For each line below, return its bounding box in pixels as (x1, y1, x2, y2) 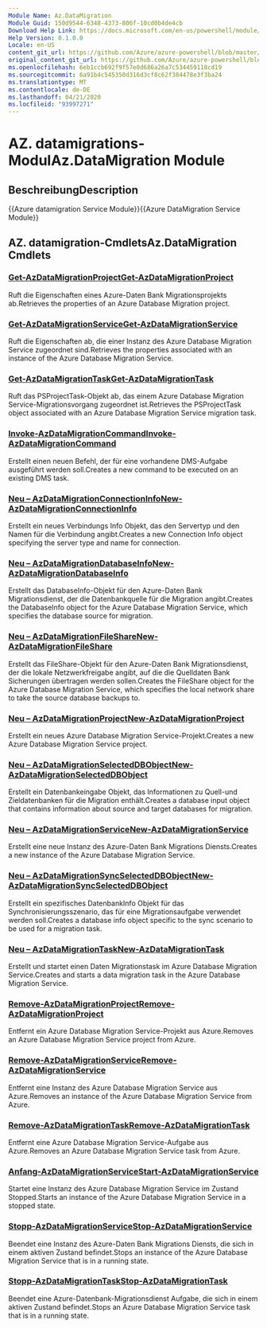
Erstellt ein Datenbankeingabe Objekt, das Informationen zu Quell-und (8, 787, 238, 796)
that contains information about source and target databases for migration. (8, 804, 253, 814)
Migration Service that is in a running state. (8, 1256, 149, 1265)
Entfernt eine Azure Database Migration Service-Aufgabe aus (8, 1137, 209, 1147)
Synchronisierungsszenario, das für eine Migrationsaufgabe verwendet (8, 906, 241, 916)
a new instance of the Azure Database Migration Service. (8, 851, 195, 860)
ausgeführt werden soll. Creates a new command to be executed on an (8, 465, 238, 474)
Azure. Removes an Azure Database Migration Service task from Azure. (8, 1146, 241, 1155)
